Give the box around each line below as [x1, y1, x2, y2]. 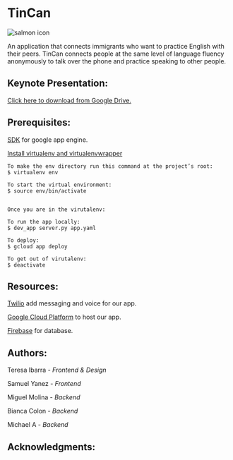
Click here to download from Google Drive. [7, 96, 132, 104]
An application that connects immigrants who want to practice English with [7, 42, 225, 50]
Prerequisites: [7, 116, 71, 128]
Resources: [7, 280, 59, 292]
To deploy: [7, 236, 40, 244]
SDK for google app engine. [7, 135, 88, 144]
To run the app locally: [7, 218, 80, 225]
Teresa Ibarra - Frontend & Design [7, 365, 107, 375]
